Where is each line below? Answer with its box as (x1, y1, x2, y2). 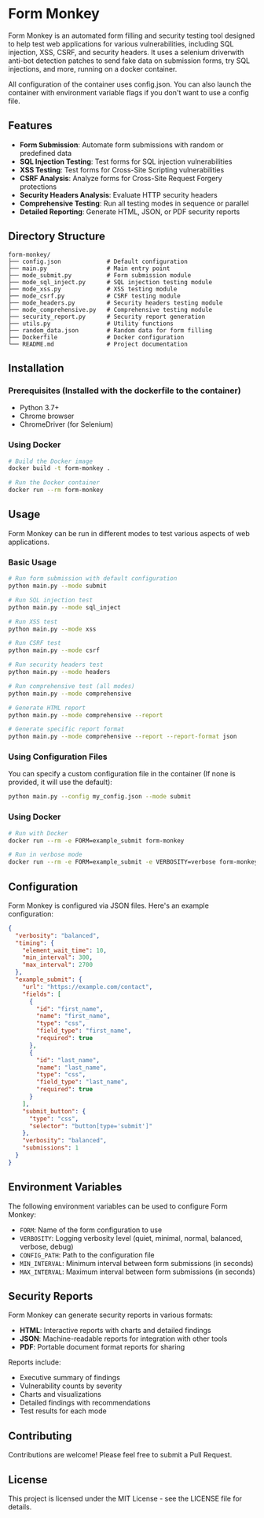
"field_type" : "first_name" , (36, 1027, 132, 1035)
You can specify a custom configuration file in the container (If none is (8, 769, 236, 779)
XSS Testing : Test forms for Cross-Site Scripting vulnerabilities (19, 165, 225, 174)
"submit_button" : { (22, 1107, 86, 1115)
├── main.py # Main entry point (8, 265, 170, 272)
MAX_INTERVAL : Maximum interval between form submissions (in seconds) (19, 1267, 255, 1276)
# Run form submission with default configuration (8, 575, 178, 583)
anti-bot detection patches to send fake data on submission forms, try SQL (8, 56, 251, 65)
